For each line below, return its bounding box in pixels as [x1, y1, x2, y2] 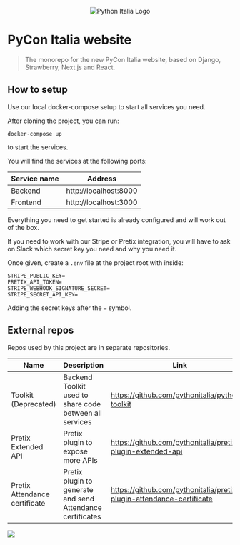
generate [63, 484, 94, 494]
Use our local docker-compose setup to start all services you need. [7, 102, 206, 111]
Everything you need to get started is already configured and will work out [7, 215, 226, 224]
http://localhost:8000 [66, 186, 138, 196]
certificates [63, 511, 101, 521]
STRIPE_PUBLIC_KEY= [7, 272, 66, 279]
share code [63, 399, 101, 409]
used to [63, 390, 89, 400]
